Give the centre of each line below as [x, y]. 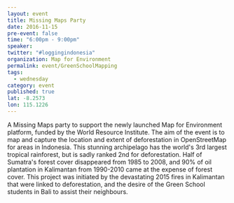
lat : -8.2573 [26, 99]
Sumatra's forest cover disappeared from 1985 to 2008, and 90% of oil [110, 162]
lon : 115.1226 [28, 105]
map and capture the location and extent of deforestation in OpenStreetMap [117, 139]
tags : [15, 72]
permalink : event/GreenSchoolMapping [62, 66]
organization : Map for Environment [59, 59]
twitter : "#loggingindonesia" [51, 53]
